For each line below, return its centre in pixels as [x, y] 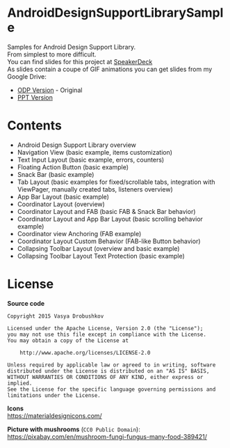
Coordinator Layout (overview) [61, 204]
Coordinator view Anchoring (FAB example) [79, 233]
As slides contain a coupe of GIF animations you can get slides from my [110, 69]
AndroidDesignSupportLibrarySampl [115, 13]
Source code [26, 303]
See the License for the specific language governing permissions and [112, 389]
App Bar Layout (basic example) [63, 196]
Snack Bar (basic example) [56, 174]
